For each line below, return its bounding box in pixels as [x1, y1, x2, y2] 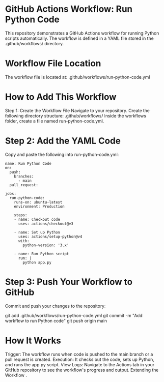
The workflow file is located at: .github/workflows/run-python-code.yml [5, 74, 150, 80]
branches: [14, 174, 34, 179]
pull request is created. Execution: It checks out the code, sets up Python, [5, 356, 155, 362]
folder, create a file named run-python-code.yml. [5, 118, 104, 124]
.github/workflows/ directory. [5, 40, 64, 46]
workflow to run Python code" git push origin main [5, 318, 107, 323]
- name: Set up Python [14, 230, 60, 235]
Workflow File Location [5, 58, 102, 69]
